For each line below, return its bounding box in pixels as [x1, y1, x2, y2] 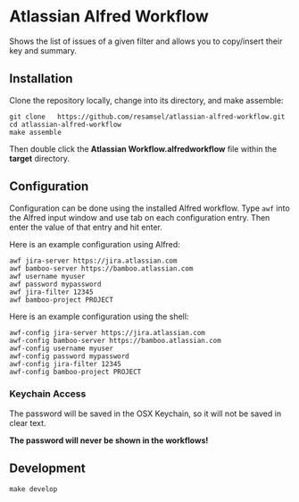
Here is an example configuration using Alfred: [9, 238, 180, 249]
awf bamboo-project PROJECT [9, 295, 114, 305]
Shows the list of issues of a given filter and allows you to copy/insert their [9, 36, 283, 46]
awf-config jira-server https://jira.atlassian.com [9, 328, 205, 337]
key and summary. [9, 45, 78, 55]
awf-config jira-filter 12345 [9, 359, 122, 368]
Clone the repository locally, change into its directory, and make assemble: [9, 95, 284, 105]
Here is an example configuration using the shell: [9, 311, 189, 322]
